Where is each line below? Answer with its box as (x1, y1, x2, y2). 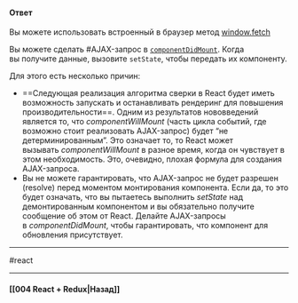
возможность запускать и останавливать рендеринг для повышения (21, 98, 284, 108)
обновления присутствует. (21, 229, 123, 240)
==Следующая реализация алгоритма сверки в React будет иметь (21, 88, 275, 99)
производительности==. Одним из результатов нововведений (21, 107, 259, 117)
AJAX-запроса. (21, 163, 80, 174)
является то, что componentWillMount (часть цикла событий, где (21, 116, 267, 127)
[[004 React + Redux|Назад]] (9, 283, 121, 294)
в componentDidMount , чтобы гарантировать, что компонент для (21, 220, 269, 231)
